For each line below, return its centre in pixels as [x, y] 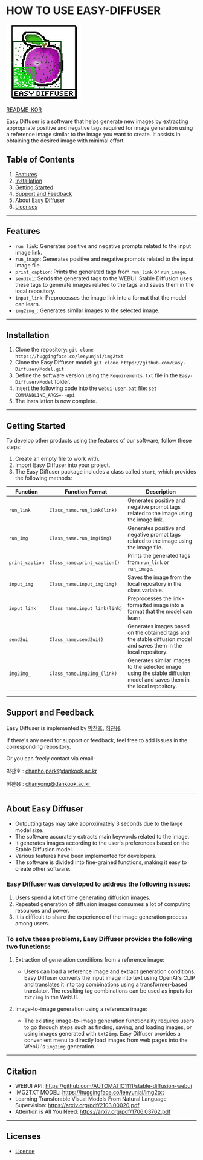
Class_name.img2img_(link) [83, 674]
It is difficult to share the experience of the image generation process [101, 917]
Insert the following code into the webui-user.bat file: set [86, 388]
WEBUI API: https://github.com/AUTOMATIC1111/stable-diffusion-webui [103, 1085]
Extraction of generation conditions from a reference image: [90, 960]
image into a [169, 605]
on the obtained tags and [159, 633]
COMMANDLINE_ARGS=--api [45, 395]
